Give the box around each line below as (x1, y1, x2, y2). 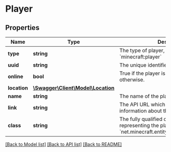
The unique (119, 62, 147, 69)
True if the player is (119, 70, 165, 77)
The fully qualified (119, 115, 163, 123)
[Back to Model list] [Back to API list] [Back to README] (5, 141, 122, 147)
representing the (119, 122, 159, 129)
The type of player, (119, 47, 165, 54)
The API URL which (119, 101, 165, 108)
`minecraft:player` (119, 53, 162, 60)
